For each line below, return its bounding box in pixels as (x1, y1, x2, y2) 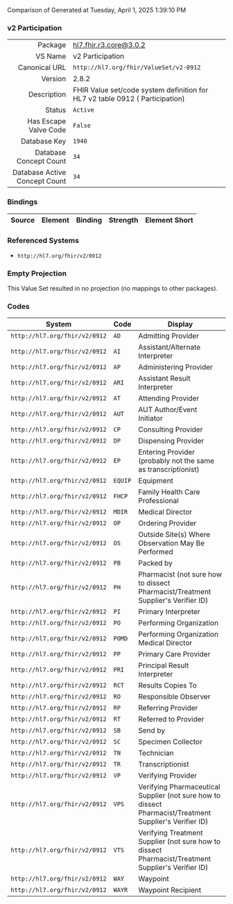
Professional (138, 496, 179, 506)
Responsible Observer (138, 692, 211, 701)
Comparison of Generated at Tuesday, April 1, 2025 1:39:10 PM (7, 6, 187, 14)
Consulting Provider (138, 425, 203, 434)
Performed (138, 547, 173, 557)
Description (28, 89, 67, 99)
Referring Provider (138, 703, 198, 713)
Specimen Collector (138, 737, 202, 747)
